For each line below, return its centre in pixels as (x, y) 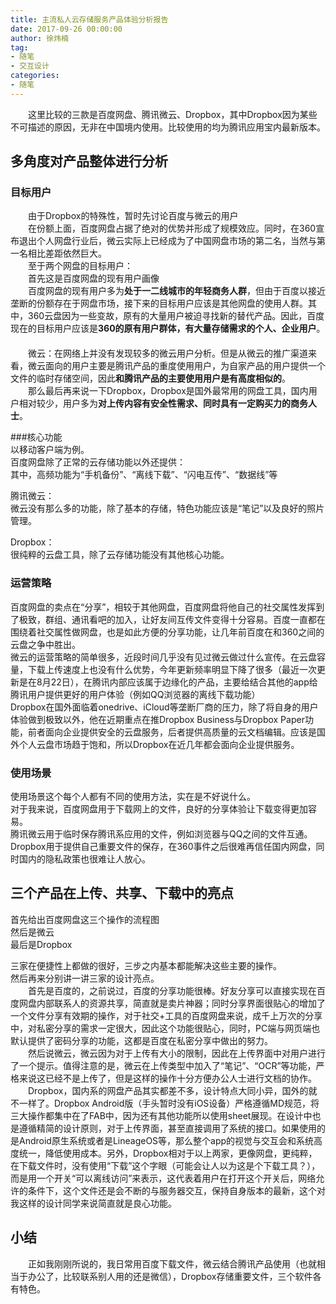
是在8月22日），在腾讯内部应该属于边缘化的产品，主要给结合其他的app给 (168, 682)
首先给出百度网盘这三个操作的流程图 (85, 919)
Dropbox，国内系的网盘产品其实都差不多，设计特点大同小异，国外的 (168, 1090)
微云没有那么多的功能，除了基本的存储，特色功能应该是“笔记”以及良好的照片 (167, 508)
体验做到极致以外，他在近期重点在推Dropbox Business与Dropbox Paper (157, 719)
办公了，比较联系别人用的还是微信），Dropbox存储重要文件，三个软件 (170, 1276)
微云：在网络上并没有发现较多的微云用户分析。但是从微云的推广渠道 (167, 353)
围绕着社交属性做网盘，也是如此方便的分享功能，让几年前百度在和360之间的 (167, 632)
